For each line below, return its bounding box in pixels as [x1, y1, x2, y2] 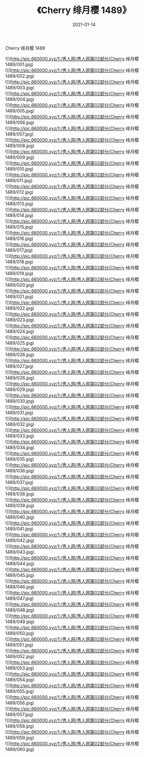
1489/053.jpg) [5, 665, 34, 671]
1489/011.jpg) [5, 177, 33, 183]
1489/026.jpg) [5, 351, 34, 357]
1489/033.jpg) [5, 433, 34, 439]
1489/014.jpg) [5, 212, 33, 218]
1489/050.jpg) [5, 630, 34, 636]
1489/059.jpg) [5, 734, 34, 740]
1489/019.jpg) [5, 270, 33, 276]
